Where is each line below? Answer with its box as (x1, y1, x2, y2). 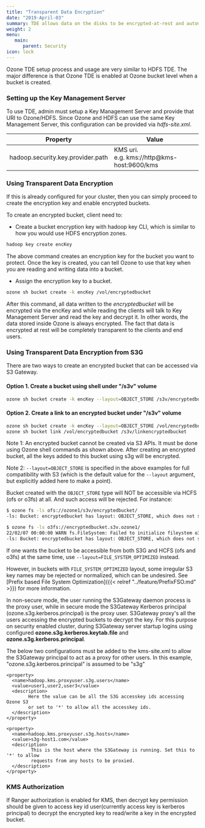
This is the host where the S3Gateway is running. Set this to (31, 747, 195, 753)
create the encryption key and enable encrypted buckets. (6, 199, 151, 207)
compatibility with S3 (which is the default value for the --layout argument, (6, 471, 195, 478)
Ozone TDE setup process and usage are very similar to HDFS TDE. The (6, 65, 187, 73)
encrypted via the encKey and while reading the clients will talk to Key (6, 307, 182, 314)
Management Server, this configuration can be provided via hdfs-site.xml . (6, 120, 192, 128)
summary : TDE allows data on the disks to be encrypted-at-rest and (6, 20, 184, 26)
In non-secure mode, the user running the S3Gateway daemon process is (6, 596, 191, 604)
